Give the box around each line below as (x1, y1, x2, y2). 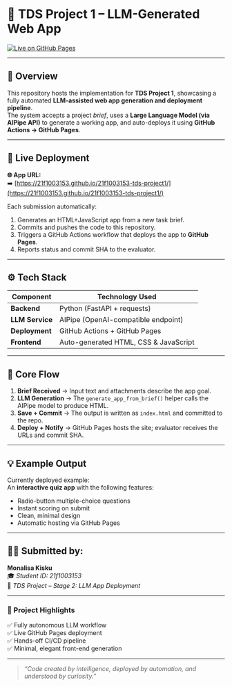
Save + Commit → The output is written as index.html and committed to (17, 409, 223, 418)
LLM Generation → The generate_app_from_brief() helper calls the (17, 394, 209, 402)
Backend (10, 304, 40, 314)
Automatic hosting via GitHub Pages (17, 519, 121, 527)
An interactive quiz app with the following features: (7, 483, 154, 491)
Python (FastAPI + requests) (59, 304, 151, 314)
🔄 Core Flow (7, 368, 60, 380)
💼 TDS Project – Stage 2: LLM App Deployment (7, 581, 141, 589)
